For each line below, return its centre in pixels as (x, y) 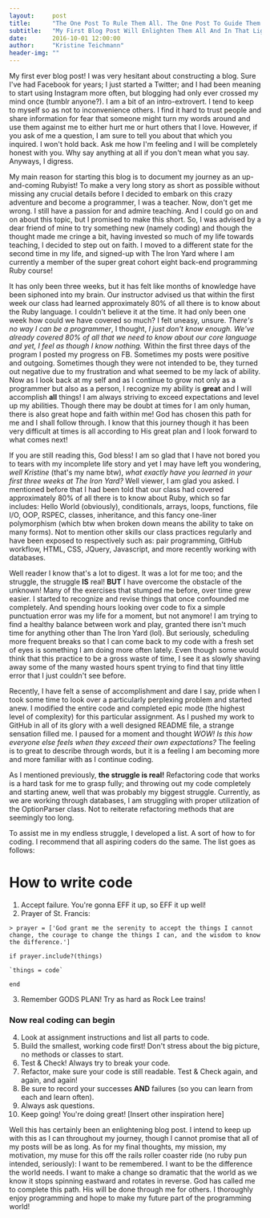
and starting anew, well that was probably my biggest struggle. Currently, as (135, 792)
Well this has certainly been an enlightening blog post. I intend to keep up (130, 1130)
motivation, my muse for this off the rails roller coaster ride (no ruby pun (128, 1155)
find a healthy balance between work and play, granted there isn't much (128, 624)
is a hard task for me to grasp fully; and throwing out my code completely (130, 783)
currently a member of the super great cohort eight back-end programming (133, 262)
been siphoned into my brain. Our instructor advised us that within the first (132, 295)
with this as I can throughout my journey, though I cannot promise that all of (134, 1139)
